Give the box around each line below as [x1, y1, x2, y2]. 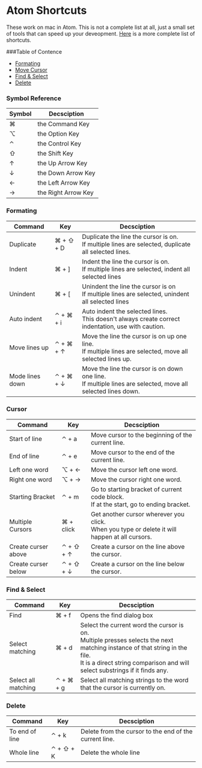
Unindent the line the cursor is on [82, 282, 176, 290]
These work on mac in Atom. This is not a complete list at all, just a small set [6, 24, 195, 31]
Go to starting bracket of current [91, 485, 182, 493]
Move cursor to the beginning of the [91, 431, 192, 439]
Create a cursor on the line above [91, 542, 185, 551]
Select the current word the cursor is [80, 621, 184, 629]
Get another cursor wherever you [91, 510, 185, 518]
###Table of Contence [6, 48, 62, 55]
